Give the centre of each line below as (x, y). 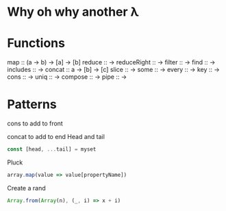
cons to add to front (35, 123)
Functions (36, 44)
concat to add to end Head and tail (56, 137)
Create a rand (26, 188)
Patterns (32, 104)
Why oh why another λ (73, 12)
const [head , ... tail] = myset (52, 149)
